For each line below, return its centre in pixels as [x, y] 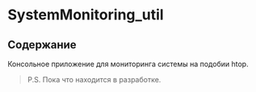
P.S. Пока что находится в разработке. [94, 79]
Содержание [42, 45]
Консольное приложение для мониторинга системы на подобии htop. [128, 64]
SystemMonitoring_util [86, 15]
